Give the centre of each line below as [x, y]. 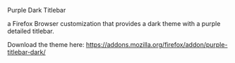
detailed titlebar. [31, 31]
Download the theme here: [46, 44]
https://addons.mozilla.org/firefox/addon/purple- [157, 44]
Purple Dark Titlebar [37, 10]
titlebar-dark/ [26, 52]
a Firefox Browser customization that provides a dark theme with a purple [114, 23]
